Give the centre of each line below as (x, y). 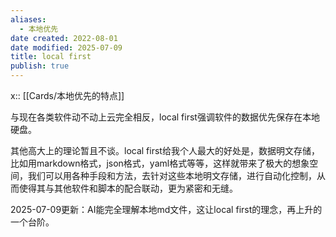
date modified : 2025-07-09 (66, 47)
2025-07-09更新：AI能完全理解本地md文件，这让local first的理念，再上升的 (166, 209)
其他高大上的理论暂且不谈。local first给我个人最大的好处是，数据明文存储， (165, 150)
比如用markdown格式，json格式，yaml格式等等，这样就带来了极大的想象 (160, 163)
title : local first (51, 57)
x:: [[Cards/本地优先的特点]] (67, 95)
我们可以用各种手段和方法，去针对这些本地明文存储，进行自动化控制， (172, 175)
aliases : (28, 19)
